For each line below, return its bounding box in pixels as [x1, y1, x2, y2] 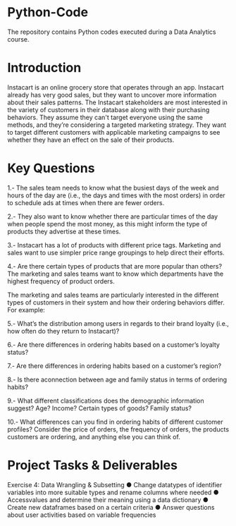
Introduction [7, 60, 82, 76]
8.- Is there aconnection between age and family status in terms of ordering [7, 375, 228, 384]
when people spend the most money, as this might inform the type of [7, 219, 208, 228]
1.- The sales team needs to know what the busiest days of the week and [7, 183, 219, 192]
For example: [7, 305, 46, 314]
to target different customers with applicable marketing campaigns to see [7, 128, 221, 136]
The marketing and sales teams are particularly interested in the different [7, 290, 219, 299]
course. [7, 35, 30, 43]
